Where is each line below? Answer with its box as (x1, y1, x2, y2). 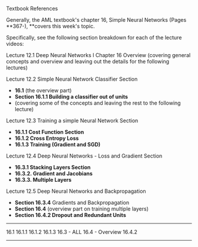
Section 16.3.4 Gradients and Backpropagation (14, 199, 130, 206)
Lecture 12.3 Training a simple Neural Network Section (6, 117, 138, 124)
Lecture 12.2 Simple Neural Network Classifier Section (6, 76, 138, 82)
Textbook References (6, 5, 58, 12)
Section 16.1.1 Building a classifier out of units (14, 94, 128, 100)
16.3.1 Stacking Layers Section (14, 164, 91, 171)
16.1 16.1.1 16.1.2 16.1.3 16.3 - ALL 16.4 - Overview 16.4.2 (6, 229, 137, 235)
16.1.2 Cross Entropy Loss (14, 135, 79, 142)
